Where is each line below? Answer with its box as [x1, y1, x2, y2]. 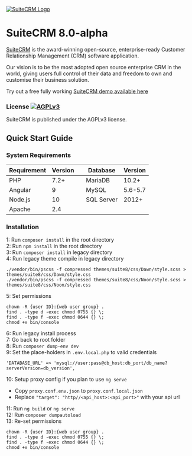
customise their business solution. [6, 76, 90, 83]
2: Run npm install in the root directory [6, 243, 102, 250]
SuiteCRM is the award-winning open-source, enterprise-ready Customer [6, 46, 186, 53]
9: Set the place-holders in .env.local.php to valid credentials [6, 349, 157, 356]
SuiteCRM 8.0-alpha [6, 27, 108, 40]
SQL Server [85, 195, 118, 204]
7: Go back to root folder [6, 336, 66, 343]
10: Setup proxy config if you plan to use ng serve [6, 376, 127, 383]
